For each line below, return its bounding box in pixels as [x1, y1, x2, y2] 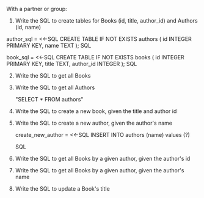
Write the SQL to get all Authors [15, 84, 95, 91]
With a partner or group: [6, 5, 67, 12]
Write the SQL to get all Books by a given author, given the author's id [15, 155, 191, 162]
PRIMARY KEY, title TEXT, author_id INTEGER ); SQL [6, 61, 137, 67]
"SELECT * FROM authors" [15, 96, 84, 103]
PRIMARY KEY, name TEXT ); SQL [6, 42, 92, 49]
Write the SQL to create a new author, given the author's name [15, 119, 173, 127]
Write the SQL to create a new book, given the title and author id [15, 108, 177, 115]
